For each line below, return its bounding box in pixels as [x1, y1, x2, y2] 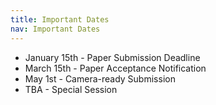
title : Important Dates [10, 14, 110, 25]
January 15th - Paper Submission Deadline [24, 51, 201, 63]
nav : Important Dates [10, 24, 101, 34]
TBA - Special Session [24, 83, 118, 95]
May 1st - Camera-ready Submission [24, 72, 176, 85]
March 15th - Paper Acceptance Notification [24, 62, 207, 74]
